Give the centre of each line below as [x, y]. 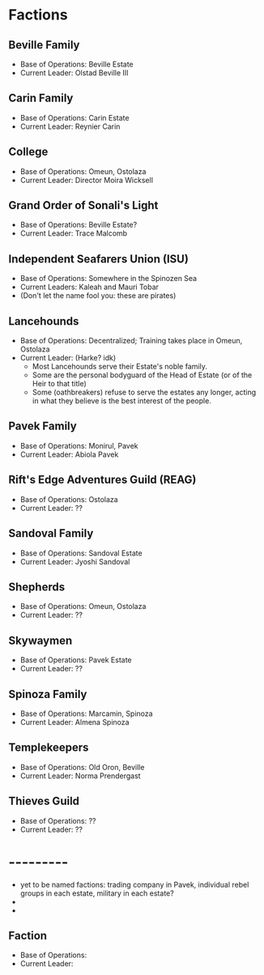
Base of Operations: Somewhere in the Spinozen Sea [108, 279]
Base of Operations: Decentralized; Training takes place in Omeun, [131, 341]
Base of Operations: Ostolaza [69, 499]
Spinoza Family [48, 694]
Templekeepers [49, 748]
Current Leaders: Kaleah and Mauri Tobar [89, 287]
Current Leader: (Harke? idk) [68, 358]
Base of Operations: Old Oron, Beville [82, 767]
